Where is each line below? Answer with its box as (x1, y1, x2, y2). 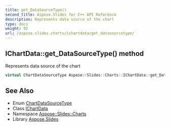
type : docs (5, 21, 28, 27)
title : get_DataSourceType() (5, 7, 67, 13)
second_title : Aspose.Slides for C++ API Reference (5, 12, 116, 17)
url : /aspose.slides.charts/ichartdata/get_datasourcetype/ (5, 31, 135, 36)
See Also (5, 87, 34, 95)
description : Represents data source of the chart (5, 17, 114, 22)
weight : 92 (5, 26, 28, 31)
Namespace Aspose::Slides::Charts (12, 110, 87, 116)
